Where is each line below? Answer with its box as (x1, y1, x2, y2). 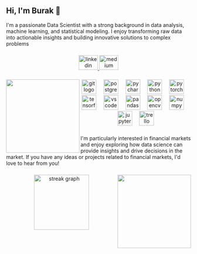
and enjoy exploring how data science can (80, 141, 183, 148)
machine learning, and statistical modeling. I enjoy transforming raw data (6, 28, 182, 35)
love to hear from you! (6, 160, 60, 167)
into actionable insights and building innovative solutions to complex (6, 33, 171, 41)
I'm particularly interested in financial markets (80, 134, 191, 141)
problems (6, 40, 29, 47)
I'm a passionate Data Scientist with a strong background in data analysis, (6, 21, 185, 28)
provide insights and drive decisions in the (80, 147, 183, 154)
